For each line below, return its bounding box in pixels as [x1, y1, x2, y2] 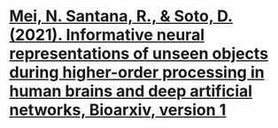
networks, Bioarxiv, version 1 [9, 100, 227, 120]
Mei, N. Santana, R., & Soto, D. [9, 6, 233, 26]
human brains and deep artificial [9, 81, 253, 102]
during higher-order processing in [9, 63, 265, 83]
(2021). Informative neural [9, 25, 205, 45]
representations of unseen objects [9, 44, 268, 64]
